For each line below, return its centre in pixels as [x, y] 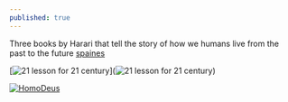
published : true [40, 18]
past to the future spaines [57, 53]
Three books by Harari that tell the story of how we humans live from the [144, 43]
